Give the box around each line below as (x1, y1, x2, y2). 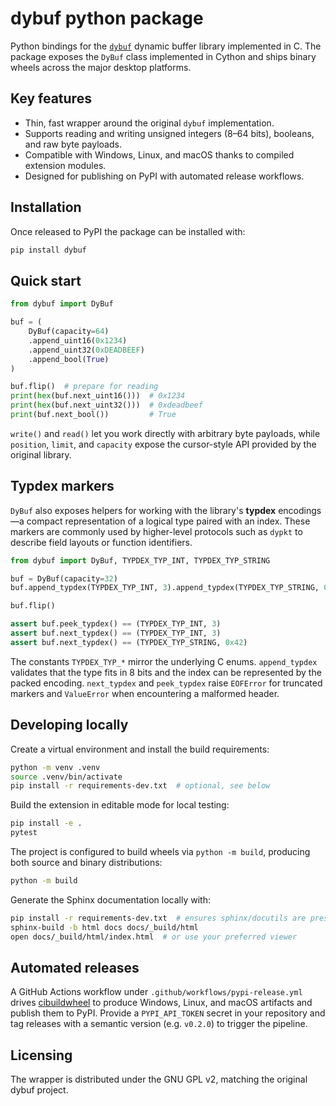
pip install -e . (10, 818, 83, 829)
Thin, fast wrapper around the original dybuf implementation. (24, 117, 275, 129)
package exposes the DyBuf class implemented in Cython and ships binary (10, 50, 317, 62)
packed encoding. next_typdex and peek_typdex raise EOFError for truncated (10, 677, 323, 689)
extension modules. (24, 159, 107, 171)
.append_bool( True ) (28, 354, 110, 364)
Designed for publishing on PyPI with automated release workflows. (24, 170, 305, 182)
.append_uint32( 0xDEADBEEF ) (28, 345, 145, 355)
